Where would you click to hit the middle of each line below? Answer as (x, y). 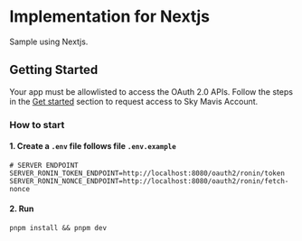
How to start (37, 125)
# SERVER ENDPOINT (44, 165)
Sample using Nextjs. (49, 42)
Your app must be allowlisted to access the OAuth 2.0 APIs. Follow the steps (151, 91)
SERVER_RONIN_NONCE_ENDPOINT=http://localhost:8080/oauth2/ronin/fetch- (149, 181)
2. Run (22, 209)
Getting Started (54, 70)
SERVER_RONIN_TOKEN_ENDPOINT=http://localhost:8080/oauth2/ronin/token (147, 173)
